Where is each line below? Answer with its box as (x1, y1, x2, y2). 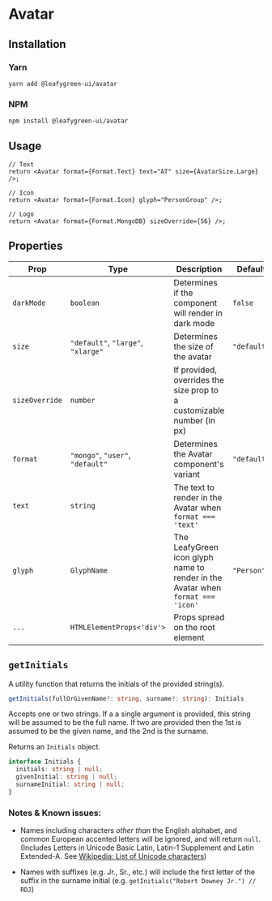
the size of (173, 341, 214, 352)
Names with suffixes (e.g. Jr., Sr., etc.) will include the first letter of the (19, 867, 256, 877)
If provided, (173, 364, 217, 375)
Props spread (173, 611, 225, 623)
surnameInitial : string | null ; (15, 780, 125, 789)
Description (176, 263, 223, 274)
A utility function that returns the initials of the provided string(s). (8, 679, 225, 689)
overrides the (173, 374, 224, 385)
